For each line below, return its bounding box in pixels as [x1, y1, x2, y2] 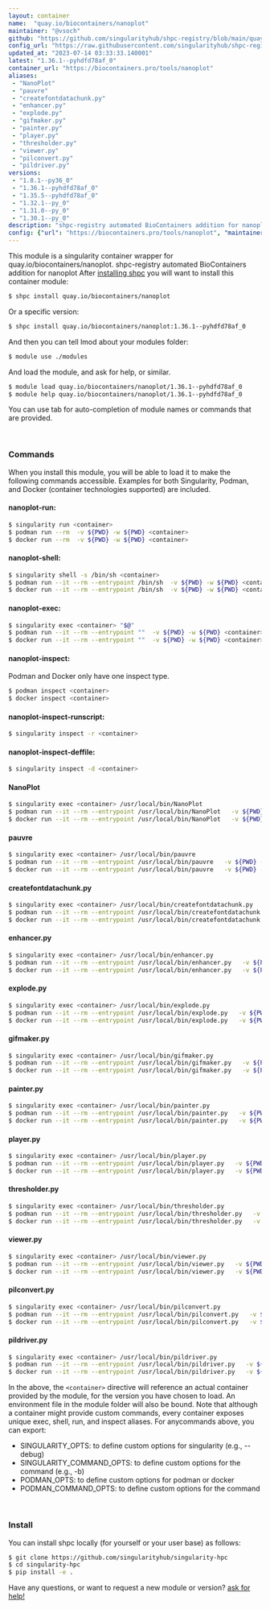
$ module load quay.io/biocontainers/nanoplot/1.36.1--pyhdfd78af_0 [8, 383, 243, 391]
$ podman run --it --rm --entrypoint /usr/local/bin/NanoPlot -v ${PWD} [8, 808, 264, 816]
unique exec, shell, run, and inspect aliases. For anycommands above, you [8, 1417, 255, 1426]
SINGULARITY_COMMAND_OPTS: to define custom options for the [19, 1458, 241, 1468]
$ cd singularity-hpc [8, 1561, 81, 1569]
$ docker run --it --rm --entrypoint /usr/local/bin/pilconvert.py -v [8, 1317, 257, 1326]
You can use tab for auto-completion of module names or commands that [8, 404, 252, 415]
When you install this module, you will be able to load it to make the [8, 467, 231, 477]
